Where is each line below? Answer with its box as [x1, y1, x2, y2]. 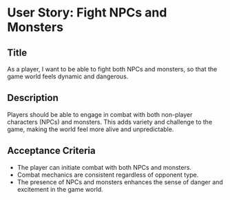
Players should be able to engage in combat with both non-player [7, 110, 193, 118]
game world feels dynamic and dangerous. [7, 72, 129, 80]
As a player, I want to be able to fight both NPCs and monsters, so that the [7, 65, 218, 73]
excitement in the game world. [17, 185, 103, 193]
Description [7, 92, 59, 104]
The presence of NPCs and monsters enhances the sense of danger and [17, 177, 224, 186]
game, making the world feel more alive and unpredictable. [7, 125, 174, 133]
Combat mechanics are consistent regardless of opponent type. [17, 170, 199, 179]
